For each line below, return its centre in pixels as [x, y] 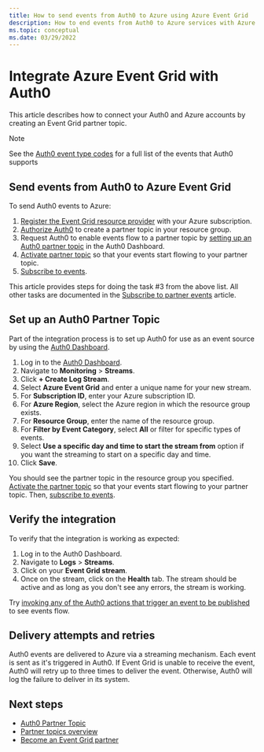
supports [24, 162]
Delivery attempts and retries [82, 636]
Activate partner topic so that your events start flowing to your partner [134, 254]
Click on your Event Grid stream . [74, 570]
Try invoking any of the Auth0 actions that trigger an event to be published [130, 602]
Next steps [36, 704]
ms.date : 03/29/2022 [43, 37]
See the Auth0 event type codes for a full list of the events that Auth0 [121, 154]
